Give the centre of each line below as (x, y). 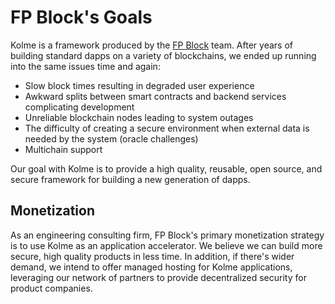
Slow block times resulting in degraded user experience (139, 85)
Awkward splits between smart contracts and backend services (155, 96)
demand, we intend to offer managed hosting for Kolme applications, (151, 267)
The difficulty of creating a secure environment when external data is (167, 128)
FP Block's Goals (81, 17)
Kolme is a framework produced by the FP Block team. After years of (151, 45)
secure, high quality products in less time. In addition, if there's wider (152, 256)
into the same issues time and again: (85, 66)
